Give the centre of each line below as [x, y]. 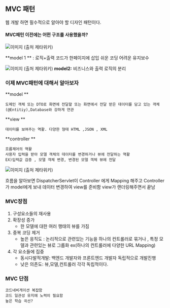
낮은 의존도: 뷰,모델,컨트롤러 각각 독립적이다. [64, 264]
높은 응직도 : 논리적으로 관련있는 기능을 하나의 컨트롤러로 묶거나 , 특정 [89, 239]
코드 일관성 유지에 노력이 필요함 [34, 295]
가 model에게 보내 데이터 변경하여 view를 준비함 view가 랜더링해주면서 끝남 [80, 187]
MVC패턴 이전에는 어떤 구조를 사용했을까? [47, 35]
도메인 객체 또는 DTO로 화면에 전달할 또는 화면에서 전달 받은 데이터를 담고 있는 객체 [82, 105]
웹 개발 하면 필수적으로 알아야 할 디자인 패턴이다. [53, 22]
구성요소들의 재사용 [32, 213]
